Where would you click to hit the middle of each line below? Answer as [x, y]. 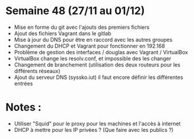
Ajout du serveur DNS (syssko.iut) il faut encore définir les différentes [98, 77]
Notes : [24, 107]
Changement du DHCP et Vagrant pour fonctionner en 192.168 [90, 46]
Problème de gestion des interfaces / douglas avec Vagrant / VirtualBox [101, 52]
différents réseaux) [37, 71]
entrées [23, 83]
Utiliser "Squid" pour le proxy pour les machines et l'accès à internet [97, 123]
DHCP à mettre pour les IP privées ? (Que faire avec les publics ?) [94, 130]
